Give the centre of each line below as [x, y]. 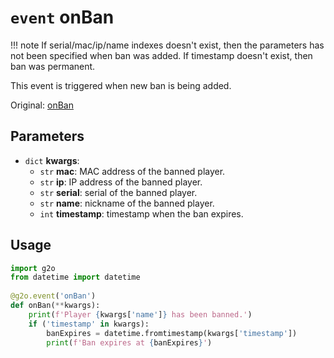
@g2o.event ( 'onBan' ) [53, 296]
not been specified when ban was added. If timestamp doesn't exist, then [161, 55]
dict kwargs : [52, 160]
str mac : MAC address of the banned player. [132, 171]
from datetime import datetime [75, 277]
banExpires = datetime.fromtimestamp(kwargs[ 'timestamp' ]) [172, 333]
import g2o [33, 268]
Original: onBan [42, 105]
